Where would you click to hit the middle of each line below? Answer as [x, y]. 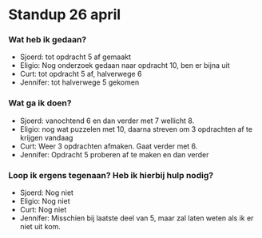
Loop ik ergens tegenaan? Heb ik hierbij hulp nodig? [111, 175]
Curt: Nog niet [43, 210]
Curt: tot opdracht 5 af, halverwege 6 [81, 74]
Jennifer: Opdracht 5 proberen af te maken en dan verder [114, 154]
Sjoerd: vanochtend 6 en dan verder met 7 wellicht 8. [107, 121]
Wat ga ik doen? [40, 103]
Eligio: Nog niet [45, 201]
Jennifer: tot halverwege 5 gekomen [79, 82]
